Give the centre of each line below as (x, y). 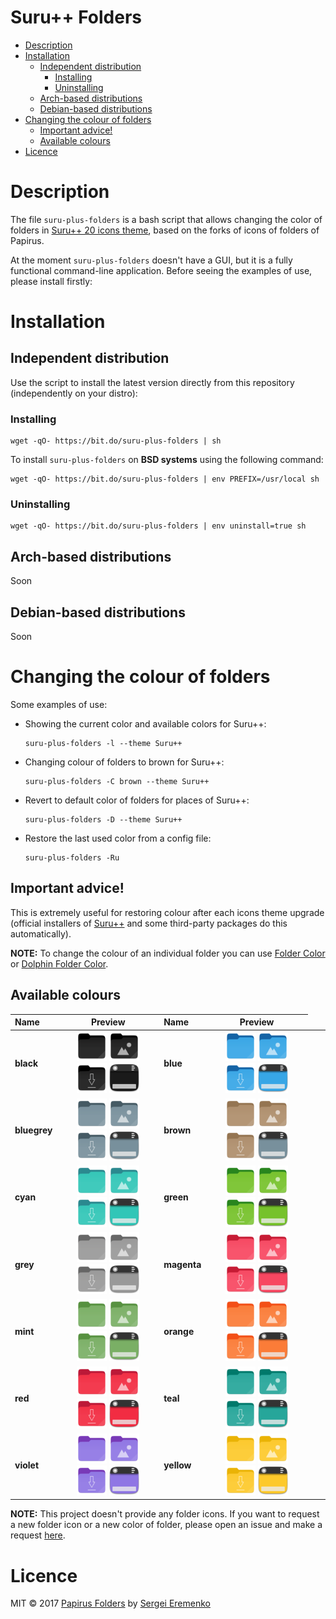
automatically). (41, 933)
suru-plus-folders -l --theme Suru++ (103, 744)
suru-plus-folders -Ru (72, 858)
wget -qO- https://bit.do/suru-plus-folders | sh (116, 441)
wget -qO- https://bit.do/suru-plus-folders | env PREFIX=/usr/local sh (165, 479)
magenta (182, 1264)
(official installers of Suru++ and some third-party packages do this (149, 923)
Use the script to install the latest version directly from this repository (152, 382)
